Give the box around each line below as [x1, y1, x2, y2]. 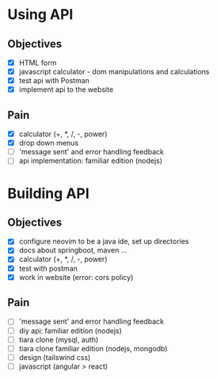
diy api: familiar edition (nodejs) [18, 326, 122, 335]
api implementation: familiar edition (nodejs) [18, 156, 163, 165]
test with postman [18, 263, 78, 273]
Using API [7, 6, 74, 24]
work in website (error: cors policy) [18, 272, 134, 282]
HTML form [18, 58, 57, 67]
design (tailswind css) [18, 352, 91, 362]
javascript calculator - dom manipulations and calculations [18, 67, 210, 77]
